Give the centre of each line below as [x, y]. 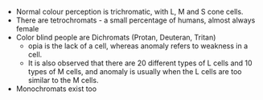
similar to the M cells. [63, 80]
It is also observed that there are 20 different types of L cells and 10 [140, 63]
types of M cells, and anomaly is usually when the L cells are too [135, 71]
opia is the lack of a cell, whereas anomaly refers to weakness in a [138, 46]
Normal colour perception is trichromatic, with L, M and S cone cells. [129, 12]
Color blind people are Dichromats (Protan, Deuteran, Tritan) [116, 37]
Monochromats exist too [56, 89]
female [27, 29]
